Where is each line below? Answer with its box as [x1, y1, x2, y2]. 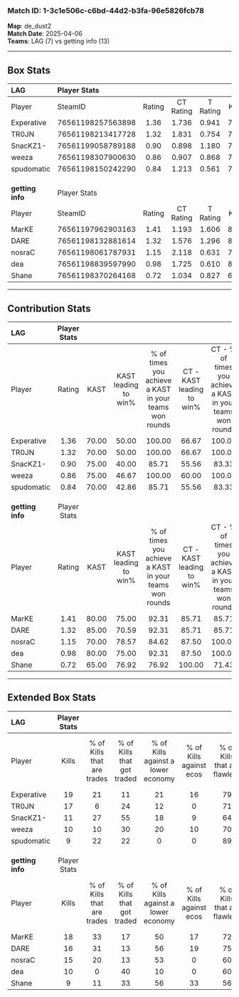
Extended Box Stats [7, 692, 96, 704]
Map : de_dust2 [7, 22, 52, 31]
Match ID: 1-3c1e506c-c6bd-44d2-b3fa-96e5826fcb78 [7, 6, 205, 16]
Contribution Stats [7, 302, 91, 314]
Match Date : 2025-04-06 [7, 29, 83, 38]
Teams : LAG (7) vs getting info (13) [7, 37, 110, 46]
